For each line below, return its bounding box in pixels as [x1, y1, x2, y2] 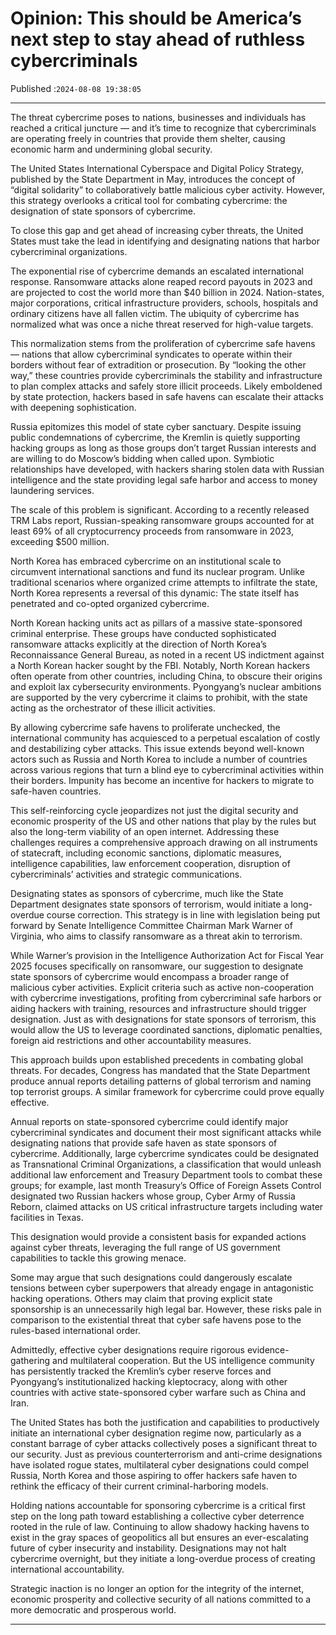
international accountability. [10, 1563, 125, 1575]
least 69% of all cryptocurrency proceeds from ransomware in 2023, [10, 525, 294, 537]
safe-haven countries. [10, 785, 102, 797]
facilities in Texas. [10, 1211, 84, 1223]
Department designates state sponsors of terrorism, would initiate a [10, 898, 289, 910]
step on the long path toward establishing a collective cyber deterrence [10, 1510, 305, 1522]
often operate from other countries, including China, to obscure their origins [10, 670, 323, 682]
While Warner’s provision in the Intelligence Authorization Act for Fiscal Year [10, 949, 325, 961]
